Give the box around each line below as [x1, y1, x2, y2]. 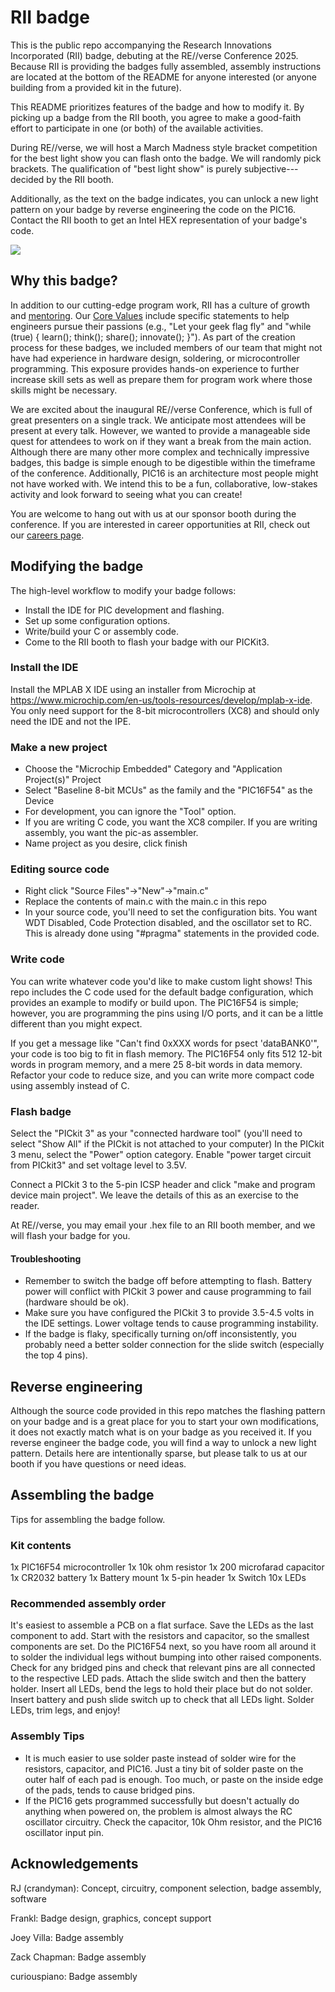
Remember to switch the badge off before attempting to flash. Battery [24, 1275, 313, 1287]
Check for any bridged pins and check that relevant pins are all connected [10, 1662, 316, 1674]
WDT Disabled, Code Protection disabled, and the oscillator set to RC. [24, 917, 312, 929]
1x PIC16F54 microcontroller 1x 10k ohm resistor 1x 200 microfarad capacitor [10, 1561, 325, 1573]
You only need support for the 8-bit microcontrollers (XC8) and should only [10, 704, 320, 716]
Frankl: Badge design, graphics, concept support [10, 1912, 212, 1924]
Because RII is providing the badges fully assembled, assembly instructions [10, 60, 322, 72]
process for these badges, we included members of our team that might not [10, 341, 323, 353]
